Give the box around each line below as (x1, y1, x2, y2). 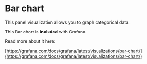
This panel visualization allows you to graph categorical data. (5, 19, 130, 25)
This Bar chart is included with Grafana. (5, 29, 87, 34)
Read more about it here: (5, 38, 56, 44)
